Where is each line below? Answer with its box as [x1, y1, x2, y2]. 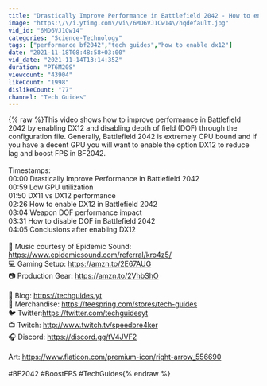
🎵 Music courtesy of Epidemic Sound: [8, 242, 132, 251]
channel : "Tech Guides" [8, 93, 87, 101]
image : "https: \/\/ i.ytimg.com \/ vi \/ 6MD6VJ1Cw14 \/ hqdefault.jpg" [8, 19, 229, 27]
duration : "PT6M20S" [8, 64, 77, 72]
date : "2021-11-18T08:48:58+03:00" [8, 49, 126, 57]
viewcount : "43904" [8, 71, 73, 79]
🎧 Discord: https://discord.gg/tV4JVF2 [8, 332, 137, 342]
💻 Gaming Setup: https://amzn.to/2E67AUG [8, 259, 152, 269]
